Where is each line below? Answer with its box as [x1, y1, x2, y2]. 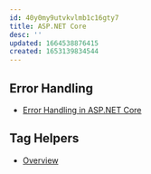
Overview [22, 155, 59, 166]
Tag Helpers [9, 130, 80, 146]
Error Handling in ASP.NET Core [22, 104, 142, 115]
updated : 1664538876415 [9, 38, 99, 48]
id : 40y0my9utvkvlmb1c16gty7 [9, 13, 119, 23]
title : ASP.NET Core [9, 22, 88, 31]
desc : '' [9, 30, 42, 39]
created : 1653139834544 [9, 47, 99, 56]
